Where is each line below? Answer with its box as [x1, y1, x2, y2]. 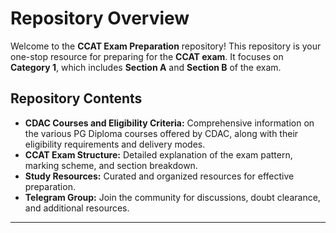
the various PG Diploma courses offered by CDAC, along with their [24, 127, 299, 139]
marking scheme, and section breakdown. [24, 159, 198, 171]
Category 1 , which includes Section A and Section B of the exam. [10, 61, 282, 73]
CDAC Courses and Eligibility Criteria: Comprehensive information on [24, 117, 315, 129]
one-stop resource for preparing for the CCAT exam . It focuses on [10, 50, 284, 62]
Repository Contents [10, 90, 143, 107]
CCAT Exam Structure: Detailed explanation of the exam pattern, [24, 148, 293, 161]
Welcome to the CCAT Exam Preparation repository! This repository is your [10, 40, 322, 52]
